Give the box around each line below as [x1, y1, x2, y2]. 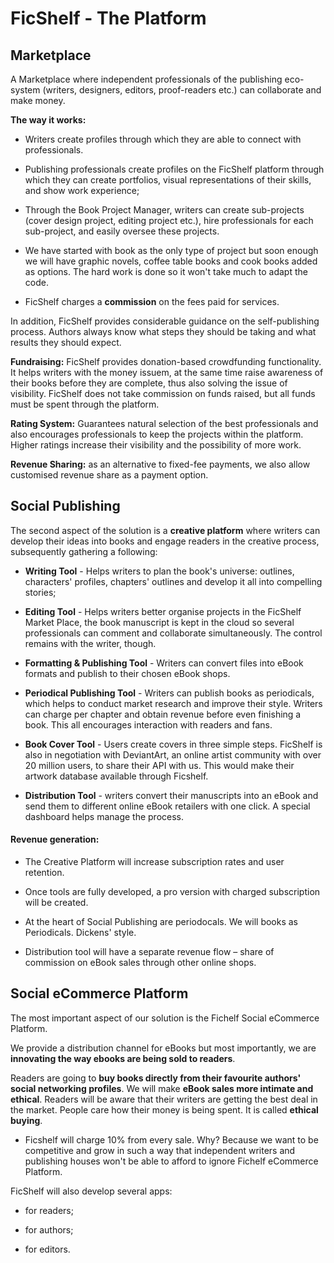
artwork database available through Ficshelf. [24, 770, 209, 782]
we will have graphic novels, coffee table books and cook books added [24, 255, 318, 267]
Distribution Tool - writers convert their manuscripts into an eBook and [24, 789, 319, 801]
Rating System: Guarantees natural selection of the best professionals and [10, 418, 319, 429]
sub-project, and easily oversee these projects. [24, 225, 220, 237]
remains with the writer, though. [24, 637, 157, 649]
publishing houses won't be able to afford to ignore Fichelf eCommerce [24, 1155, 319, 1167]
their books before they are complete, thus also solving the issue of [10, 377, 288, 389]
